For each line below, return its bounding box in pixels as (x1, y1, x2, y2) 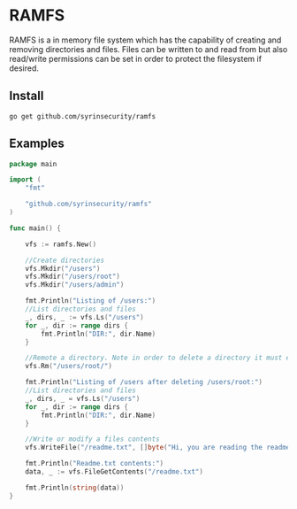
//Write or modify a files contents (25, 435, 161, 443)
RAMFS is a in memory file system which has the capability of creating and (9, 35, 282, 45)
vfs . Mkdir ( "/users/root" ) (25, 272, 121, 281)
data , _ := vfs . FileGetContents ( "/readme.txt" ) (25, 467, 203, 476)
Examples (9, 136, 65, 151)
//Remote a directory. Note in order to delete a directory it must (25, 353, 283, 363)
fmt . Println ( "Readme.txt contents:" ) (25, 459, 164, 468)
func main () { (9, 223, 62, 233)
